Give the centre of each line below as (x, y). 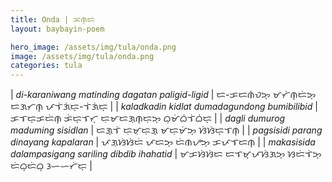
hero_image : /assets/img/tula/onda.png (93, 47)
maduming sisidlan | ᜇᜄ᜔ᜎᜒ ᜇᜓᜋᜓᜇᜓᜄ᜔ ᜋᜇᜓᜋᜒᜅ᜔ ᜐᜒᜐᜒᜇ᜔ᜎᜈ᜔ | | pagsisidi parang (166, 130)
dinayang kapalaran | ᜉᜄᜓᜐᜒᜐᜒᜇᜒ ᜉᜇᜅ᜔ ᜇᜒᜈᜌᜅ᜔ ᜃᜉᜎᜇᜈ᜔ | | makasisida (163, 142)
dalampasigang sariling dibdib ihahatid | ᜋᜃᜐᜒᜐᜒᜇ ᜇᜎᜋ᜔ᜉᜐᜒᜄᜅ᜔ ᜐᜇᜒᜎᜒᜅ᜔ (166, 154)
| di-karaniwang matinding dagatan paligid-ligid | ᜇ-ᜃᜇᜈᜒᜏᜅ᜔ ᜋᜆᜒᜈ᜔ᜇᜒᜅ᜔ (163, 95)
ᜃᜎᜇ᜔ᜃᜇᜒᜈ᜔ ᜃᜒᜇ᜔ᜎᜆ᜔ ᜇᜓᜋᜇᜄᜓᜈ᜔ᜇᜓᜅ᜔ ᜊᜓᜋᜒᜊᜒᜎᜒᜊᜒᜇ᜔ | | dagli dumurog (148, 118)
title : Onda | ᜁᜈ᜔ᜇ (52, 19)
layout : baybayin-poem (57, 29)
